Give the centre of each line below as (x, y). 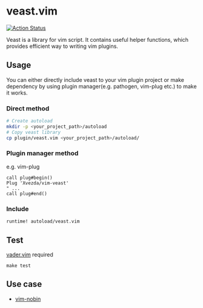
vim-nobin (28, 299)
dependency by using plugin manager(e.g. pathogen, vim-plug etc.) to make (101, 86)
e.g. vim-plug (23, 166)
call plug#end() (27, 193)
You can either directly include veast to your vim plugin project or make (95, 79)
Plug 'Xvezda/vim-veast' (38, 183)
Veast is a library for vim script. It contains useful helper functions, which (98, 39)
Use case (24, 284)
